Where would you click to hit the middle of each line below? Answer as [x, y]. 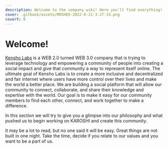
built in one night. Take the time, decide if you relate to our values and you [82, 136]
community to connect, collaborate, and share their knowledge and [74, 90]
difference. [17, 106]
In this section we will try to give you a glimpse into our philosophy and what [84, 115]
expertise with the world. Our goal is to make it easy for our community [78, 95]
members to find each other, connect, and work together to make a [74, 100]
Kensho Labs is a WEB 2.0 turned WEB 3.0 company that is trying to [75, 58]
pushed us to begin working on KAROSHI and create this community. [76, 121]
